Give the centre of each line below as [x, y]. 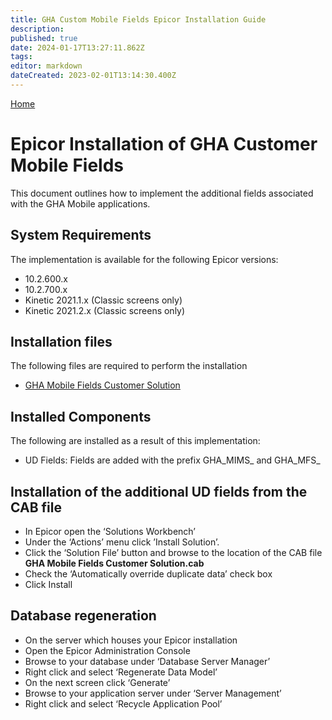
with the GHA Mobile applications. [80, 203]
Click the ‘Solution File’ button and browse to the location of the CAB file [173, 553]
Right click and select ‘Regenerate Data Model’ [121, 672]
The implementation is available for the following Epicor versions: [144, 259]
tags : [21, 57]
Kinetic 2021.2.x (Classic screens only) [105, 310]
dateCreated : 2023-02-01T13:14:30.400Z [93, 76]
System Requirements [81, 235]
